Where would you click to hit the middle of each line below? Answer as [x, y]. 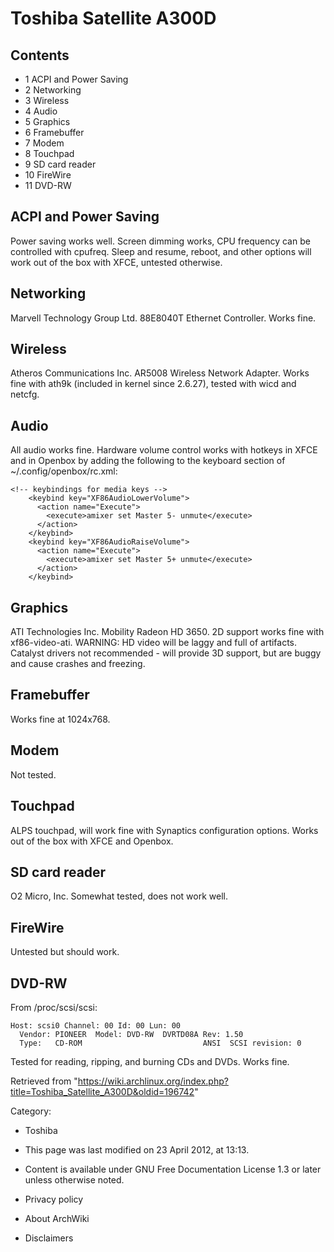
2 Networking [53, 90]
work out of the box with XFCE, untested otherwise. [116, 262]
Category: [31, 1111]
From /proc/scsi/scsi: [54, 1007]
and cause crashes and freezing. [78, 664]
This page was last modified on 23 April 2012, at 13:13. [137, 1149]
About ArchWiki [57, 1218]
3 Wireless [47, 100]
